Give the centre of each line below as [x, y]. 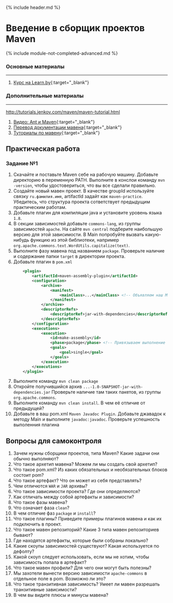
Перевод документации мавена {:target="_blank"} [68, 127]
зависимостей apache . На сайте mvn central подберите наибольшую [88, 229]
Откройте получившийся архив [47, 386]
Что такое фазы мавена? [40, 502]
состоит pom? [28, 475]
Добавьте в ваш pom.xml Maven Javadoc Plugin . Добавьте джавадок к [89, 414]
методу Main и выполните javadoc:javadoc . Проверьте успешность [86, 419]
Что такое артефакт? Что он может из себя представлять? [77, 481]
